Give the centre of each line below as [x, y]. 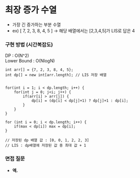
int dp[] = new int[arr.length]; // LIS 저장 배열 [56, 75]
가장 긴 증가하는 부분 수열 [37, 25]
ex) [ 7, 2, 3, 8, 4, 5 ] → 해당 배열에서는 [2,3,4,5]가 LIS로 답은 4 [73, 30]
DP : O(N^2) [17, 56]
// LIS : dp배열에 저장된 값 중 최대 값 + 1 [46, 146]
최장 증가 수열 [31, 10]
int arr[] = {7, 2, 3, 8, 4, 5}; [39, 70]
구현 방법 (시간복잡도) [29, 45]
